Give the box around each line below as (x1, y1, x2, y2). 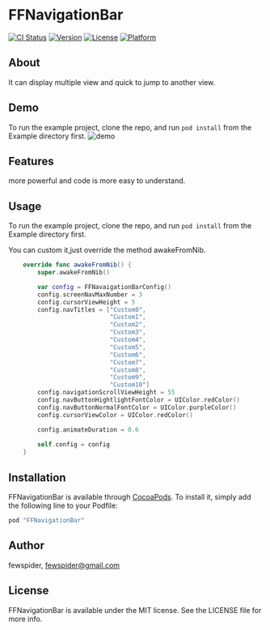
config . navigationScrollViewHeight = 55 (37, 389, 175, 397)
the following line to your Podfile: (8, 500, 119, 510)
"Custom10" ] (109, 381, 150, 389)
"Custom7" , (109, 358, 147, 366)
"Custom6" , (109, 351, 147, 359)
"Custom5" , (109, 343, 147, 351)
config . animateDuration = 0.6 (37, 425, 139, 434)
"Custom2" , (109, 321, 147, 329)
